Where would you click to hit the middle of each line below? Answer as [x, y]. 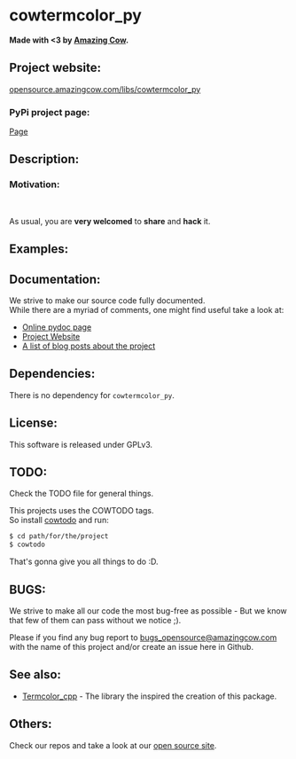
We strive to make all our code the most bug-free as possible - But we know [148, 610]
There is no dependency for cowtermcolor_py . [92, 395]
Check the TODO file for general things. [81, 494]
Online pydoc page [57, 327]
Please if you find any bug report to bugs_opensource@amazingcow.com [143, 637]
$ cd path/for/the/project [59, 536]
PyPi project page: [50, 112]
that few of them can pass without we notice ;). [95, 620]
